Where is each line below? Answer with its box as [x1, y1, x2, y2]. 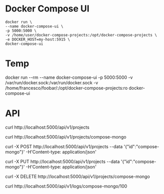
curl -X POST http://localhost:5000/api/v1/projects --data [5, 143, 123, 150]
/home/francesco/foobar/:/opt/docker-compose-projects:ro [5, 85, 128, 91]
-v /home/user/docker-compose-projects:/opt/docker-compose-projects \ [5, 32, 157, 37]
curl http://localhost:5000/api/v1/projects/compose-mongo [5, 134, 127, 140]
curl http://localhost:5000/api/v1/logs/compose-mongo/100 [5, 183, 128, 189]
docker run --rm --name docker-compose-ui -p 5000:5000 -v [5, 74, 133, 80]
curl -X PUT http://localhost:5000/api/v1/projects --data [5, 158, 120, 165]
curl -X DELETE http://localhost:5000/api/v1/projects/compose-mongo [5, 173, 151, 180]
